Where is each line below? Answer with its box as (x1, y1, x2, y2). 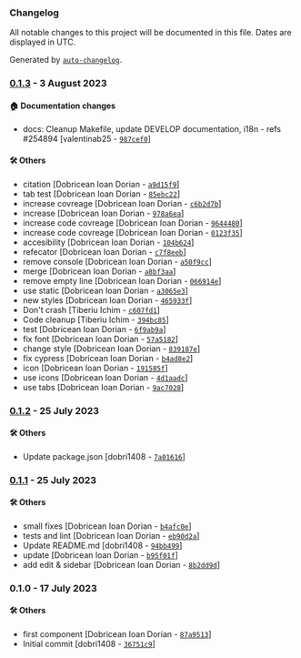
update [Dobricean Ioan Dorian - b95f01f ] (22, 549, 179, 561)
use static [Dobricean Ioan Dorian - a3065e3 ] (22, 285, 189, 296)
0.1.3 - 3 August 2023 (9, 77, 107, 90)
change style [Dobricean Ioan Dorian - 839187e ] (22, 343, 201, 354)
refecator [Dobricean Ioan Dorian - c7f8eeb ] (22, 246, 186, 257)
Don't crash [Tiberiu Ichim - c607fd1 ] (22, 304, 161, 315)
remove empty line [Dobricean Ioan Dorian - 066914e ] (22, 275, 222, 286)
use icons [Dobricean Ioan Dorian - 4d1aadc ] (22, 371, 188, 383)
